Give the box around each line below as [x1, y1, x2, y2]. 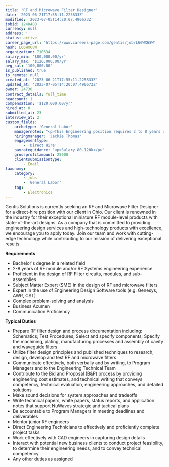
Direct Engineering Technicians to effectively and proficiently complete [12, 424, 160, 430]
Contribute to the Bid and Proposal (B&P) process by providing [12, 370, 142, 377]
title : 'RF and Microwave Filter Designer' [5, 7, 98, 13]
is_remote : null [5, 73, 39, 78]
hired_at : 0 [5, 106, 30, 111]
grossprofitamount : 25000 [14, 152, 69, 157]
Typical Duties [5, 318, 36, 324]
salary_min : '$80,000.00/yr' [5, 54, 66, 59]
